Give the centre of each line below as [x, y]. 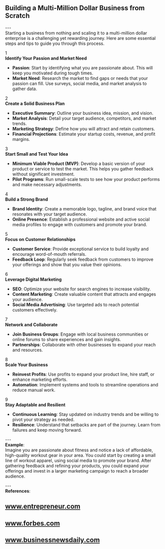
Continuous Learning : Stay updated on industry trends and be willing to [85, 414]
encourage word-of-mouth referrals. [49, 254]
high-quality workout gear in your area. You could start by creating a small [81, 455]
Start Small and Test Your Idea [37, 154]
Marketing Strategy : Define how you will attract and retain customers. [83, 129]
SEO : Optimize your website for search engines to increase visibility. [82, 289]
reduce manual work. [34, 390]
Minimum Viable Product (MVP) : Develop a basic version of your [79, 163]
